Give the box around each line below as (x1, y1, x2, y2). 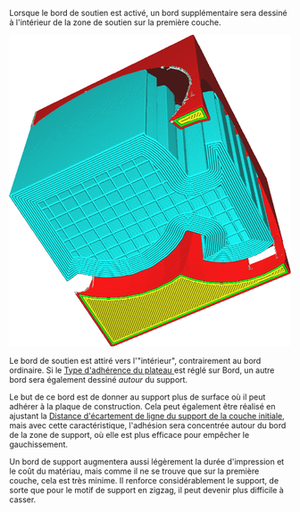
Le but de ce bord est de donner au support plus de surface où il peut (9, 392, 266, 402)
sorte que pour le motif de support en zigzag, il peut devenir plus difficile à (9, 484, 284, 495)
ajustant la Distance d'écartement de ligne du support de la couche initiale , (9, 410, 286, 421)
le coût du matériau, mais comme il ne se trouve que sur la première (9, 466, 260, 476)
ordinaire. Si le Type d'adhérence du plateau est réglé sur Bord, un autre (9, 365, 275, 376)
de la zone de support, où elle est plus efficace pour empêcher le (9, 429, 250, 440)
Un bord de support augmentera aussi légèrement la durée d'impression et (9, 456, 285, 467)
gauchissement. (9, 439, 69, 450)
